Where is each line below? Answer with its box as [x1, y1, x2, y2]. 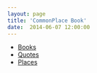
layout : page [7, 10, 46, 18]
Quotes [17, 50, 40, 59]
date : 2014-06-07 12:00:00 [7, 23, 91, 30]
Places [17, 58, 38, 67]
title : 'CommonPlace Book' [7, 17, 87, 24]
